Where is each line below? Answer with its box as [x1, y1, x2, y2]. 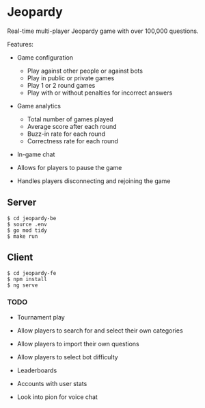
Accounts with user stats [16, 379, 87, 387]
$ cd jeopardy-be [7, 215, 57, 221]
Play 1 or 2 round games [27, 81, 96, 89]
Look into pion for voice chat [16, 392, 98, 401]
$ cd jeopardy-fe [7, 269, 57, 276]
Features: [7, 40, 34, 48]
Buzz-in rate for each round [27, 130, 106, 138]
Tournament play [16, 313, 65, 321]
